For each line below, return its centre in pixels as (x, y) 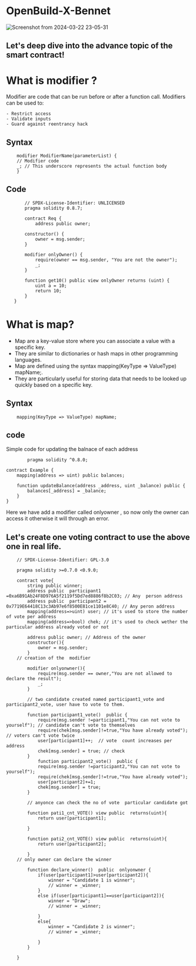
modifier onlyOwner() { (54, 254)
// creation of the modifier (54, 658)
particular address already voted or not (58, 627)
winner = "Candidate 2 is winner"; (92, 927)
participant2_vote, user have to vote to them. (66, 705)
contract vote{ (35, 581)
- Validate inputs (29, 119)
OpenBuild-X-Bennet (58, 11)
